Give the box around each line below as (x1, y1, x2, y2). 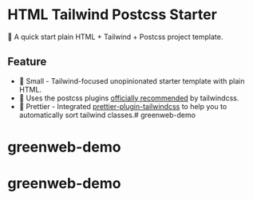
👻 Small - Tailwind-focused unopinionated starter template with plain (18, 76, 245, 85)
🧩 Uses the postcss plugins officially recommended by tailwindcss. (18, 93, 239, 103)
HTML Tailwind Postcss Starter (7, 6, 217, 24)
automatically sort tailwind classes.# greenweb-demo (18, 110, 196, 120)
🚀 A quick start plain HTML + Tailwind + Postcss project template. (7, 32, 223, 41)
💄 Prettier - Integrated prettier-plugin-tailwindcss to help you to (18, 101, 227, 111)
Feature (7, 55, 47, 69)
